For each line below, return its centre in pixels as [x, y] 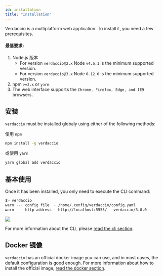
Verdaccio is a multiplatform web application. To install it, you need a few [79, 28]
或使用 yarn [17, 153]
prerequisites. [19, 34]
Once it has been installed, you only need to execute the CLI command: [78, 191]
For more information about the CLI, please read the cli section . [69, 229]
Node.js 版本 [25, 57]
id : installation [23, 10]
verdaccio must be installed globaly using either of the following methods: [80, 124]
